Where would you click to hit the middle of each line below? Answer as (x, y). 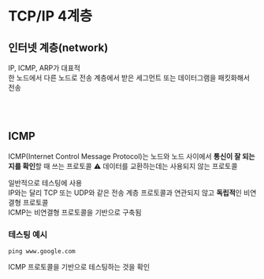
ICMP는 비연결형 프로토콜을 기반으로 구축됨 (75, 212)
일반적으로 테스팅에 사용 (45, 182)
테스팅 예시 (28, 234)
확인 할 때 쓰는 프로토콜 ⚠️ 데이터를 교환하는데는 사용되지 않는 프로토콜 (130, 166)
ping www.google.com (42, 251)
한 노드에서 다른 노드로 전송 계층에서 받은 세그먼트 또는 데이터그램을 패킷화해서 (129, 78)
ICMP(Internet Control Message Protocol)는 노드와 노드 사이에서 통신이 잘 (125, 156)
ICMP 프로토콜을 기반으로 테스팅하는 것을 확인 (79, 267)
